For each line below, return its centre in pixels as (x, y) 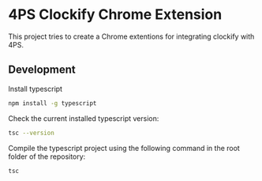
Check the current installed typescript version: (84, 118)
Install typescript (36, 89)
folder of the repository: (47, 156)
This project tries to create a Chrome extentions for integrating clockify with (131, 36)
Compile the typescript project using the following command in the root (124, 148)
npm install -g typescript (52, 103)
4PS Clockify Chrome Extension (115, 15)
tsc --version (32, 133)
